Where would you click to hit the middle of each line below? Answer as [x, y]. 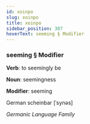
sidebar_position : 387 [34, 28]
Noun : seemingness [31, 80]
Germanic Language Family [40, 114]
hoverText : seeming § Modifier [45, 34]
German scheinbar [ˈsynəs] [40, 103]
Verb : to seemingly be [34, 68]
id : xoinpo [20, 12]
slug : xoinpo [22, 17]
